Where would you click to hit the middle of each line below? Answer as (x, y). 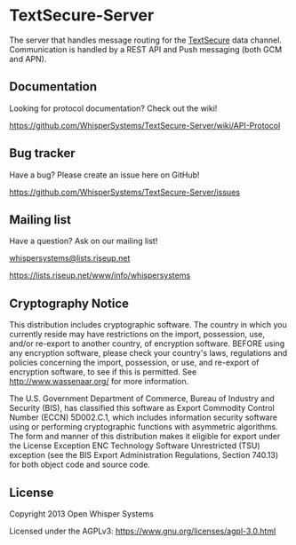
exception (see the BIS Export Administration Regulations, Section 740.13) (144, 455)
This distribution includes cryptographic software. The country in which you (148, 325)
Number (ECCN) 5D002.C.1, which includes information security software (144, 417)
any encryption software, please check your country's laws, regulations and (148, 353)
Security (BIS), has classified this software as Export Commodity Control (142, 408)
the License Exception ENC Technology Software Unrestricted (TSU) (135, 446)
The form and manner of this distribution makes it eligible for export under (145, 437)
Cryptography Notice (69, 303)
